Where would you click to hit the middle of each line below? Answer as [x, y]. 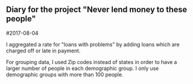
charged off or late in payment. [43, 51]
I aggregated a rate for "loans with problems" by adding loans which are [93, 44]
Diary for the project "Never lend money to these [96, 10]
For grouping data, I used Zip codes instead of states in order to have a [92, 62]
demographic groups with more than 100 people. [65, 74]
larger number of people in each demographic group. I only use [82, 68]
